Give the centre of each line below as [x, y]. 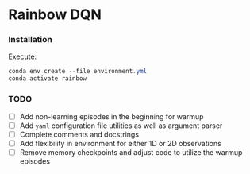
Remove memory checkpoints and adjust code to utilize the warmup [131, 152]
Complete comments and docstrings [79, 134]
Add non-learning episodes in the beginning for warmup [112, 116]
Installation [31, 40]
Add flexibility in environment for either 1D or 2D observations [121, 143]
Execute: [23, 56]
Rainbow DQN [55, 15]
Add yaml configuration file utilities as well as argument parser [121, 126]
